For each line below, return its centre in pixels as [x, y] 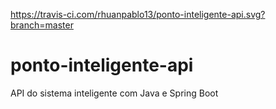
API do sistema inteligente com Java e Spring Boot [114, 93]
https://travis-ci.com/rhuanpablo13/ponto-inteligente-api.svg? [138, 14]
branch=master [42, 25]
